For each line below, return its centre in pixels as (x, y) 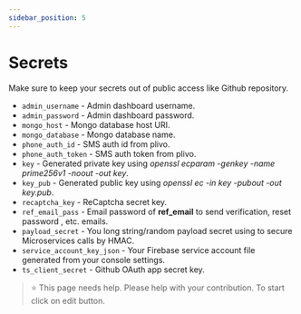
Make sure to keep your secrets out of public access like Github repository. (149, 88)
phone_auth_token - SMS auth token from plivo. (109, 153)
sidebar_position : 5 (48, 18)
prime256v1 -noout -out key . (75, 172)
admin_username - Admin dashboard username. (108, 105)
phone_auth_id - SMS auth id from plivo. (96, 144)
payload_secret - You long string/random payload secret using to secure (157, 231)
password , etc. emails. (65, 221)
